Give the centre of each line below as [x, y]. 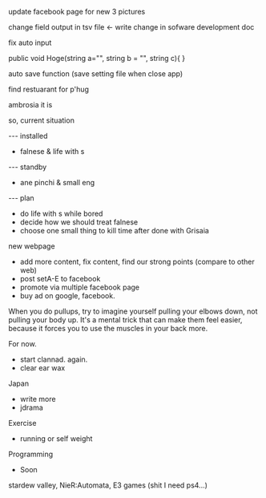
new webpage [32, 246]
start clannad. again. [54, 359]
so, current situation [41, 120]
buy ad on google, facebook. [67, 296]
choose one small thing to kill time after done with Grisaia [115, 231]
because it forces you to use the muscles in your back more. [108, 328]
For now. [23, 344]
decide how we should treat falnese [79, 222]
